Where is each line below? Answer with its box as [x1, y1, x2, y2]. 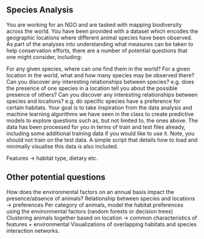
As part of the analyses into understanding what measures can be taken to [6, 40, 194, 47]
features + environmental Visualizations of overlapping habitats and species [6, 220, 197, 227]
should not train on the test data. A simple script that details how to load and [6, 136, 198, 144]
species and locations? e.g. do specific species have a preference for [6, 97, 181, 105]
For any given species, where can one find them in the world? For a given [6, 65, 191, 72]
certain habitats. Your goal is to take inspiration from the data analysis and [6, 103, 192, 111]
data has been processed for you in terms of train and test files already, [6, 123, 186, 130]
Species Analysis [6, 5, 74, 15]
